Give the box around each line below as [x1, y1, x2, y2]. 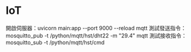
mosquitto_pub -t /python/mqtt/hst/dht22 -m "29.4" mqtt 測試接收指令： [5, 31, 187, 39]
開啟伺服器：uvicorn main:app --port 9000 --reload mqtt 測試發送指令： [5, 24, 186, 31]
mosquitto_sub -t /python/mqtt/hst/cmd [5, 39, 105, 46]
